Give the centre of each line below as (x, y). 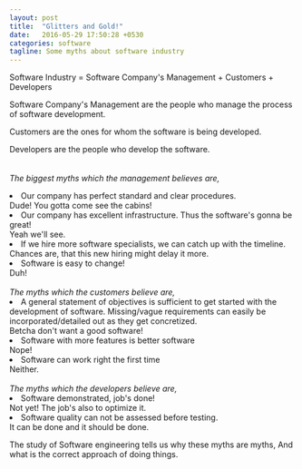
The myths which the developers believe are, (93, 389)
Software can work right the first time (91, 360)
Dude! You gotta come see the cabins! (81, 206)
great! (20, 225)
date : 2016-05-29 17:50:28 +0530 (77, 34)
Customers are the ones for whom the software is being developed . (136, 132)
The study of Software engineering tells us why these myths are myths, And (151, 445)
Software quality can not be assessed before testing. (120, 417)
